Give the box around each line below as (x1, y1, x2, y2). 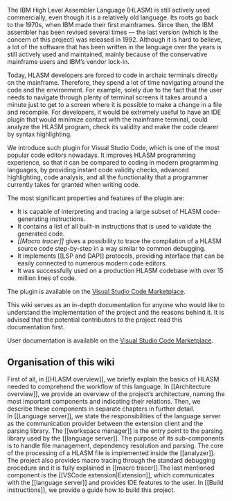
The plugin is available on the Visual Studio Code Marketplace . (7, 288, 186, 295)
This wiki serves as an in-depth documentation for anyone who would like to (7, 301, 225, 309)
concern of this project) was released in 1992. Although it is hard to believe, (7, 35, 223, 44)
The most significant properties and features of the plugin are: (7, 194, 185, 202)
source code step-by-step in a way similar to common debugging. (17, 245, 206, 252)
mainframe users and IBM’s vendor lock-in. (7, 58, 130, 65)
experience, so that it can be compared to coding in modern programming (7, 158, 219, 166)
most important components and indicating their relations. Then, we (7, 397, 201, 405)
